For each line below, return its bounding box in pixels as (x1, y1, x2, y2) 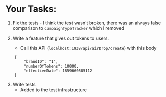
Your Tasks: (5, 3, 57, 15)
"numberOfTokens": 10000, (23, 63, 79, 69)
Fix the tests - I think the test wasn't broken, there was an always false (12, 20, 161, 26)
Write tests (12, 81, 36, 87)
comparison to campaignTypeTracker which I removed (12, 25, 124, 31)
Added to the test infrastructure (20, 87, 87, 93)
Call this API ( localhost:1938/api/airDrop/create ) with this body (20, 45, 157, 51)
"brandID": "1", (23, 59, 58, 64)
